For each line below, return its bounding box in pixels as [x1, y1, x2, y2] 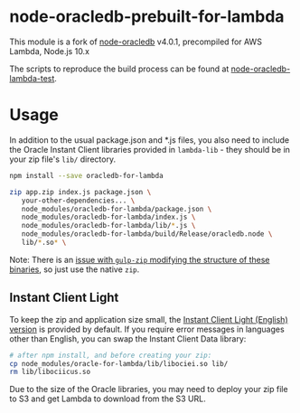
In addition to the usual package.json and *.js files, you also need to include [9, 134, 290, 145]
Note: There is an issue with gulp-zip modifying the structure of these [9, 254, 270, 265]
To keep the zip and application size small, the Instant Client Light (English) [9, 314, 289, 324]
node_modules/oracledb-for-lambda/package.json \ [21, 204, 212, 213]
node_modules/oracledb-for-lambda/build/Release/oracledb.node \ [21, 230, 273, 239]
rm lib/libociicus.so [9, 368, 91, 377]
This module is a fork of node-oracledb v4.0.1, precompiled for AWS [9, 36, 262, 47]
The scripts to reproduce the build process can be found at [9, 63, 230, 74]
